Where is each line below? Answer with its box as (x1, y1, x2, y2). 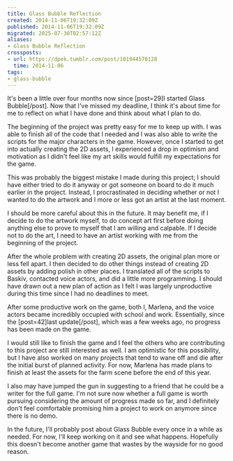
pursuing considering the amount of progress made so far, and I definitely (7, 397, 220, 405)
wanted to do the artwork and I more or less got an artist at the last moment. (7, 196, 227, 204)
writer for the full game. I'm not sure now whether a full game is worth (7, 389, 208, 398)
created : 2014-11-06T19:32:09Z (7, 17, 98, 24)
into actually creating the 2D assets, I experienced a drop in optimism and (7, 145, 219, 154)
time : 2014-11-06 (13, 62, 64, 69)
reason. (7, 448, 29, 456)
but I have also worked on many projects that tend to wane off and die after (7, 353, 224, 362)
